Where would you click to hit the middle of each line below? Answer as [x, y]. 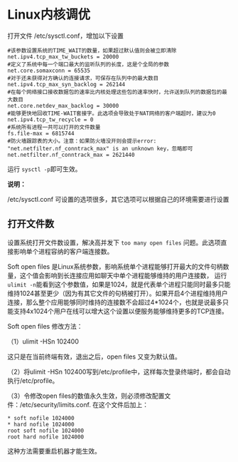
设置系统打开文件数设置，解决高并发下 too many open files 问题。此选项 [114, 242]
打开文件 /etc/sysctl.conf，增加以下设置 [66, 36]
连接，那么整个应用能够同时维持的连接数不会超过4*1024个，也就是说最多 [115, 302]
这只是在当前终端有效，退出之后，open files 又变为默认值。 [94, 356]
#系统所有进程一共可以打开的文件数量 [54, 127]
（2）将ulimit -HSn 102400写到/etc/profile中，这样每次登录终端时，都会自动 [119, 371]
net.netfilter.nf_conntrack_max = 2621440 [71, 155]
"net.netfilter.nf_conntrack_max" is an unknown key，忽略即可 [100, 148]
